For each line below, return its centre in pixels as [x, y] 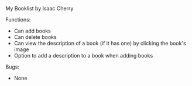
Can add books [32, 31]
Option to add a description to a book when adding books [83, 55]
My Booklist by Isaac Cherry [40, 8]
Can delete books [35, 37]
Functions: [18, 19]
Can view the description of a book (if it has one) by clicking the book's [100, 43]
